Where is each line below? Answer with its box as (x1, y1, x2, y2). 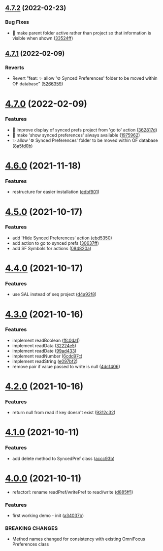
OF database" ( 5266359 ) (12, 81, 64, 87)
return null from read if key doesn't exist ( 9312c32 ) (12, 410, 116, 416)
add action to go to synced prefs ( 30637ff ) (12, 240, 99, 246)
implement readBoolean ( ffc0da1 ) (12, 337, 80, 343)
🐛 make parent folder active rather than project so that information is (12, 30, 152, 36)
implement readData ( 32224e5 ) (12, 342, 76, 349)
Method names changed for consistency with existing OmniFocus (12, 536, 145, 542)
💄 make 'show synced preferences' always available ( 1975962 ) (12, 132, 140, 138)
